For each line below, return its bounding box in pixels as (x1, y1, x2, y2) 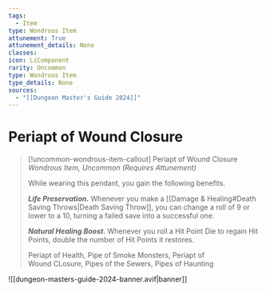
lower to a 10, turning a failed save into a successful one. (27, 211, 215, 221)
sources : (8, 86, 38, 94)
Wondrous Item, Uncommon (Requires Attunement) (27, 163, 197, 173)
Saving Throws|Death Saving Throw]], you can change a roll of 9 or (27, 202, 250, 212)
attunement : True (8, 34, 66, 42)
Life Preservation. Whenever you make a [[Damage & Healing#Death (27, 194, 257, 204)
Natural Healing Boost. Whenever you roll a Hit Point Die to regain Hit (27, 226, 258, 236)
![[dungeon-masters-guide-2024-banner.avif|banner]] (8, 274, 188, 284)
